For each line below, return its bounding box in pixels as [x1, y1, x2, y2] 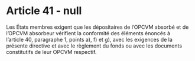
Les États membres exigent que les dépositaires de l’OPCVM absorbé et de [6, 23, 189, 30]
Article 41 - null [6, 4, 82, 18]
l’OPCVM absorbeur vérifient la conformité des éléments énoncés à [6, 29, 170, 36]
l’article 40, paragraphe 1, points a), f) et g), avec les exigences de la [6, 36, 173, 43]
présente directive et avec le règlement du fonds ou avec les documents [6, 42, 182, 49]
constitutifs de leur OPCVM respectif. [6, 48, 97, 55]
